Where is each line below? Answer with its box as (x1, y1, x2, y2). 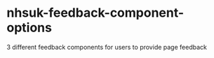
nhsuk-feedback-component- (6, 5, 185, 21)
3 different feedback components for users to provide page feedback (6, 43, 208, 51)
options (6, 20, 52, 36)
